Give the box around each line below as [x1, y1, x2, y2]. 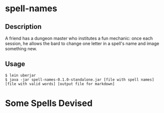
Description [5, 23, 42, 31]
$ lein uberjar [5, 73, 36, 78]
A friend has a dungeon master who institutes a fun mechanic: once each [5, 35, 153, 41]
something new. [5, 46, 37, 51]
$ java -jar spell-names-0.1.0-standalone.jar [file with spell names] [5, 77, 154, 82]
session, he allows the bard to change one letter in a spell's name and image [5, 41, 160, 46]
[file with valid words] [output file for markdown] [5, 81, 115, 86]
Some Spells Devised [5, 98, 93, 109]
